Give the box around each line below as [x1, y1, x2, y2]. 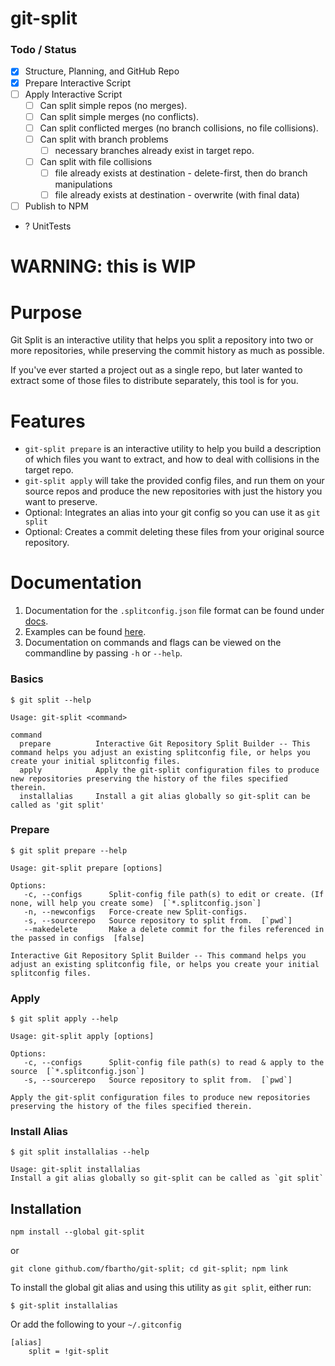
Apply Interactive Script [24, 88, 123, 100]
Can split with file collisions [39, 155, 153, 167]
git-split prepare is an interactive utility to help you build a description [24, 443, 322, 455]
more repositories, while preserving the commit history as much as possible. [10, 345, 325, 357]
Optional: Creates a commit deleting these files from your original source [24, 526, 325, 538]
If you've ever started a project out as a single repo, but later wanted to [10, 364, 303, 376]
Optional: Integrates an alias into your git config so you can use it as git [24, 507, 321, 519]
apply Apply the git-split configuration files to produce [19, 765, 320, 775]
